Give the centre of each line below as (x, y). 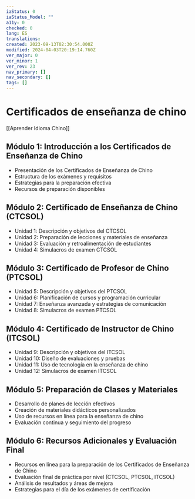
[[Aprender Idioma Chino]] (38, 128)
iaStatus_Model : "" (30, 17)
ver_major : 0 (22, 55)
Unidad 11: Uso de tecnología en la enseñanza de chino (81, 365)
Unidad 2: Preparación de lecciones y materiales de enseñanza (91, 237)
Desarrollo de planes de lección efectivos (65, 404)
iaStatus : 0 (21, 11)
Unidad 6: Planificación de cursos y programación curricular (88, 298)
